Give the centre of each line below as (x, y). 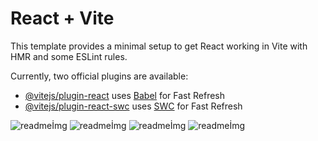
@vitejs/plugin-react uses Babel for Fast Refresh (125, 95)
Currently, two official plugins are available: (99, 76)
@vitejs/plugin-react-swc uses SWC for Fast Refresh (133, 106)
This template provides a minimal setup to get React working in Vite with (159, 46)
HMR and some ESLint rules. (69, 56)
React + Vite (62, 18)
